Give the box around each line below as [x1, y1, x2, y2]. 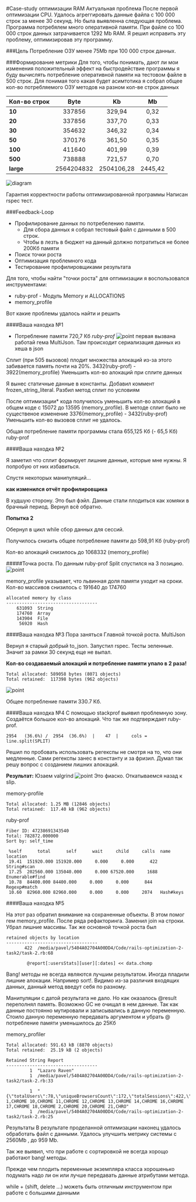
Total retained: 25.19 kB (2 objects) [6, 1047, 103, 1053]
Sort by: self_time [6, 838, 54, 844]
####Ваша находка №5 [6, 900, 65, 907]
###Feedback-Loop [6, 209, 54, 216]
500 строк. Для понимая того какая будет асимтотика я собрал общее [6, 77, 183, 84]
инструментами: [6, 281, 48, 288]
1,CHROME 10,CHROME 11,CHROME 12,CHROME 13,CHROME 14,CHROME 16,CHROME [6, 1098, 184, 1104]
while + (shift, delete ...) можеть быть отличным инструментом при [6, 1183, 172, 1190]
